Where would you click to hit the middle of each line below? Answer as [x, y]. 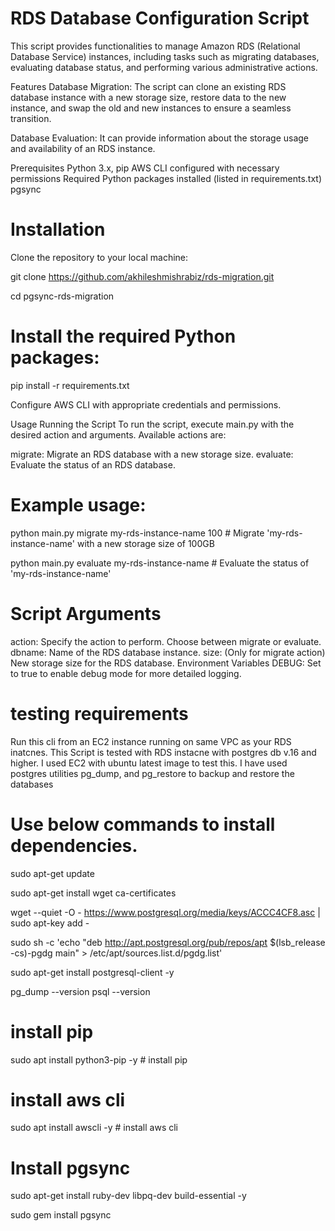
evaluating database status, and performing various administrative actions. [164, 67]
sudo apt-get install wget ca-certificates [93, 893]
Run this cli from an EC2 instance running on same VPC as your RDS [151, 741]
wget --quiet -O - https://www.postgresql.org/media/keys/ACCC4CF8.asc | [165, 912]
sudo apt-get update [52, 873]
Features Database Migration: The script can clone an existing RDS [148, 86]
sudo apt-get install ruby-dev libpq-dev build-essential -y [128, 1196]
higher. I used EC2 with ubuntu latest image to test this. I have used [149, 763]
